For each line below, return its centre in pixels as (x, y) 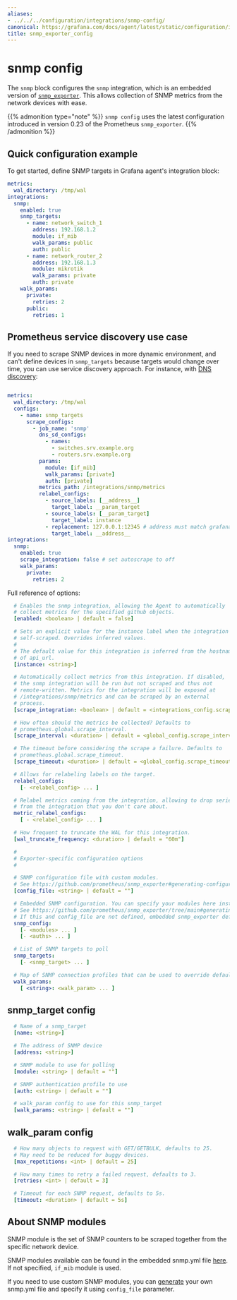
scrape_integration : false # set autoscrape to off (97, 560)
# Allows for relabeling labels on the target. (85, 774)
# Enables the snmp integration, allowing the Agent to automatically (120, 606)
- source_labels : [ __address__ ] (92, 501)
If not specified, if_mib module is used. (64, 1268)
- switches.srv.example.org (93, 448)
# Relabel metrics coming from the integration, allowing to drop (113, 800)
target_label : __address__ (91, 534)
